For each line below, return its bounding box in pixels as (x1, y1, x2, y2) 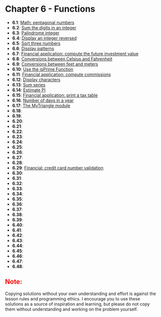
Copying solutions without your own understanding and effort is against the (5, 291, 157, 296)
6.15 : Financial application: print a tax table (12, 92, 98, 98)
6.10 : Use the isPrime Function (12, 66, 74, 72)
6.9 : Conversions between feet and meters (12, 61, 98, 67)
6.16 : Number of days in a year (12, 97, 74, 103)
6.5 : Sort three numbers (12, 40, 61, 46)
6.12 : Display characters (12, 77, 61, 83)
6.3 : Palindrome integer (12, 30, 60, 36)
